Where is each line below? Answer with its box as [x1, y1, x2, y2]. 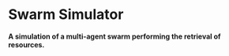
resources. [8, 39, 45, 49]
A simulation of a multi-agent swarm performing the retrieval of [8, 32, 221, 41]
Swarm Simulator [8, 6, 124, 24]
